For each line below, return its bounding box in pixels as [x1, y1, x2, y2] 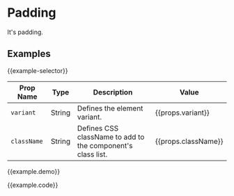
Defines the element [77, 103, 143, 113]
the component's [77, 140, 133, 150]
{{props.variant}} [155, 108, 210, 117]
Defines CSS [77, 123, 119, 133]
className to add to [77, 132, 145, 142]
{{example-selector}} [7, 66, 68, 74]
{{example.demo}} [7, 167, 61, 175]
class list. [77, 149, 108, 159]
